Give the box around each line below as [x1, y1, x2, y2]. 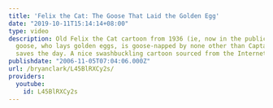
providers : [8, 72, 45, 80]
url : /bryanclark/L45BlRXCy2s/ [8, 65, 115, 73]
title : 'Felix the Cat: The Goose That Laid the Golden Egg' [8, 11, 220, 20]
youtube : [15, 80, 45, 88]
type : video [8, 27, 49, 35]
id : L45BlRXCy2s [23, 87, 79, 96]
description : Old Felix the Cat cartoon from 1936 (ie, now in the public [8, 34, 267, 43]
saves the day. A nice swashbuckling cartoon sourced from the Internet [15, 50, 267, 58]
